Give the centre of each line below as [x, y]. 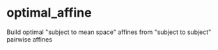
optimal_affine [49, 13]
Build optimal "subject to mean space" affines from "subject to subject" [109, 32]
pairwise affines [30, 39]
